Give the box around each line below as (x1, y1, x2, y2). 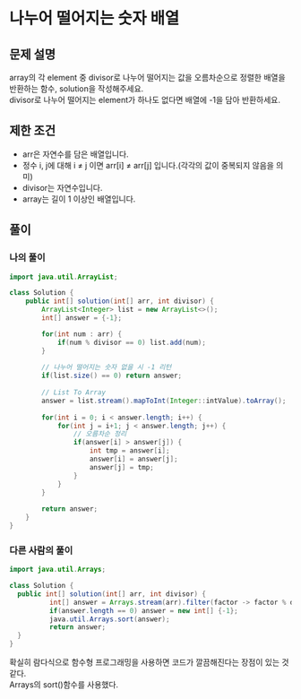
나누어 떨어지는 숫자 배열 (9, 8, 180, 29)
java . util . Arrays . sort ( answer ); (48, 615, 170, 624)
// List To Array (41, 388, 106, 397)
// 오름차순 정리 (73, 429, 127, 439)
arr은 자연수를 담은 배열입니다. (21, 149, 129, 160)
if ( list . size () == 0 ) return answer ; (41, 371, 182, 381)
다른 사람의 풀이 (9, 544, 73, 557)
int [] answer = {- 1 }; (41, 314, 123, 323)
